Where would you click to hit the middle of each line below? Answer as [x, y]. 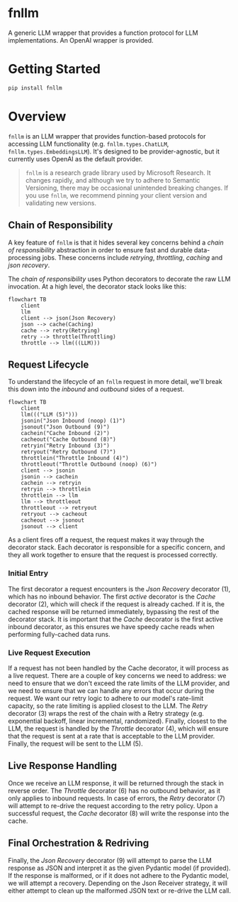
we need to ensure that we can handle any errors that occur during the [111, 690]
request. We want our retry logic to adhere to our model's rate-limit [106, 698]
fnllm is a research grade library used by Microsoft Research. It [118, 173]
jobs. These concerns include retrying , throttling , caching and [132, 257]
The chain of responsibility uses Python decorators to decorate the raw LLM [119, 279]
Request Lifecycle [49, 364]
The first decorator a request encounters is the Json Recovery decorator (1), [119, 589]
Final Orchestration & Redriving [79, 843]
